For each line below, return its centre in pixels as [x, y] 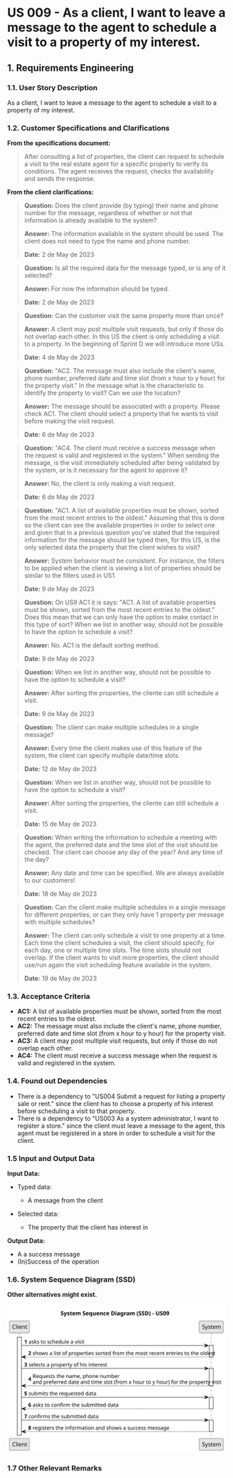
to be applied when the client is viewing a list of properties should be [122, 568]
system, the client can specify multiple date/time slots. [102, 756]
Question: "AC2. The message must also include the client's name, [120, 371]
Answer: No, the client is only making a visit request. [100, 484]
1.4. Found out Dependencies [57, 1081]
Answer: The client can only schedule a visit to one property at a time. [125, 935]
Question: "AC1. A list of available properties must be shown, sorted [121, 511]
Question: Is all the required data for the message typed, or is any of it [125, 268]
